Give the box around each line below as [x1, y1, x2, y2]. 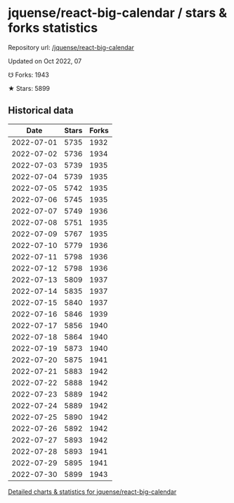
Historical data [8, 104, 74, 117]
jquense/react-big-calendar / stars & [8, 5, 228, 21]
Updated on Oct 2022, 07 [8, 56, 82, 65]
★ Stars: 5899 [8, 84, 51, 92]
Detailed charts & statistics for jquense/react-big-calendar [8, 488, 177, 496]
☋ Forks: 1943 [8, 70, 50, 79]
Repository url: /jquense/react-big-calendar [8, 43, 134, 51]
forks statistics [8, 20, 98, 36]
